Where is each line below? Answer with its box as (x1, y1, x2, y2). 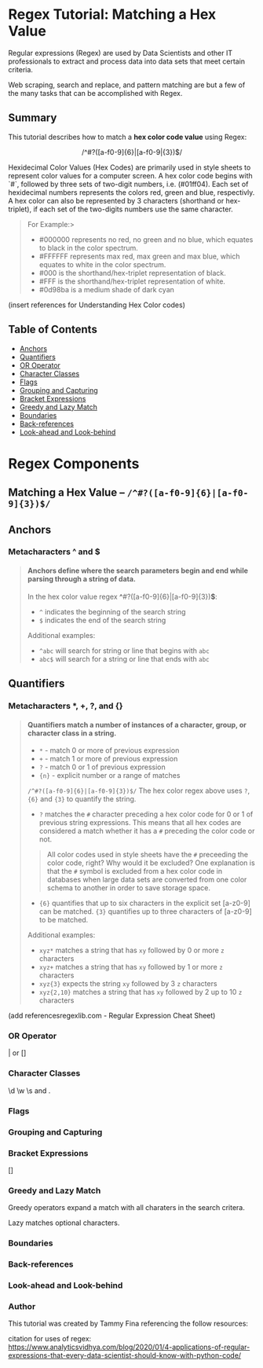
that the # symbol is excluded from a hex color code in (46, 867, 222, 876)
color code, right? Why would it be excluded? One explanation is (46, 858, 255, 867)
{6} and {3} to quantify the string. (27, 794, 137, 804)
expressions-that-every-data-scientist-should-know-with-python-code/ (8, 1351, 242, 1360)
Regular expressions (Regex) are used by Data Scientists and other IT (8, 48, 233, 57)
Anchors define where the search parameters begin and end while (27, 566, 249, 575)
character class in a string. (27, 728, 117, 738)
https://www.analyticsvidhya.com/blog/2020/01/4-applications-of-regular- (8, 1342, 250, 1352)
